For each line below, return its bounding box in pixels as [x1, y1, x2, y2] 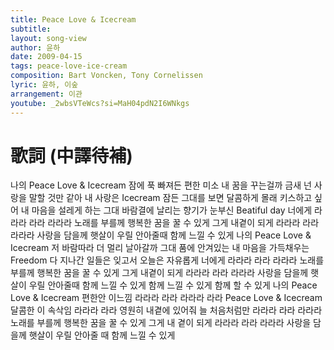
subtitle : [10, 24, 52, 34]
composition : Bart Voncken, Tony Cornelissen [10, 71, 203, 81]
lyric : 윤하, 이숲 [10, 80, 79, 90]
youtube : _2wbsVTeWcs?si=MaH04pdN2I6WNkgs [10, 98, 190, 108]
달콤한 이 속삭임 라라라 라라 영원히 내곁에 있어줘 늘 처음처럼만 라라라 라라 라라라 [10, 304, 323, 316]
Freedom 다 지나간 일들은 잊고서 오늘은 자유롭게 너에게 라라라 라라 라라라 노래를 [10, 254, 325, 266]
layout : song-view [10, 33, 87, 43]
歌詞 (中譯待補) [10, 144, 133, 167]
